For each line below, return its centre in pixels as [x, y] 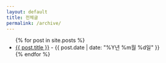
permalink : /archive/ [34, 23]
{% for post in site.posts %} [50, 41]
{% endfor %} [33, 55]
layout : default [27, 12]
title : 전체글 [22, 18]
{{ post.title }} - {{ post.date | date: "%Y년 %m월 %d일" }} [87, 48]
